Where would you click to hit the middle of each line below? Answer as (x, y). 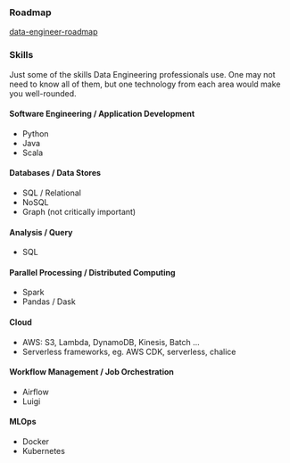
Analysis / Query (41, 232)
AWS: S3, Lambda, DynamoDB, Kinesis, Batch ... (111, 342)
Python (35, 133)
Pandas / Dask (49, 302)
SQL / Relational (52, 193)
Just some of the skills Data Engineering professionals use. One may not (142, 74)
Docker (36, 442)
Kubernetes (43, 451)
